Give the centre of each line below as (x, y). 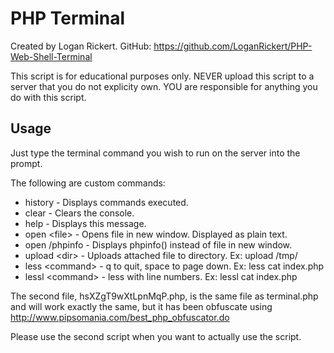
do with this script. (48, 97)
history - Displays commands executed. (106, 202)
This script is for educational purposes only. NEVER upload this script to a (162, 76)
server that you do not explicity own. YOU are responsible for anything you (164, 86)
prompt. (26, 163)
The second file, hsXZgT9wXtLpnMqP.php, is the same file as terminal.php (164, 296)
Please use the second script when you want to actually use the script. (156, 336)
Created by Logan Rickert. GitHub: (81, 46)
